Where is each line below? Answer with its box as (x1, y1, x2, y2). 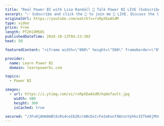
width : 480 (14, 96, 36, 101)
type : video (5, 20, 29, 26)
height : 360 (14, 100, 38, 106)
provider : (5, 56, 25, 61)
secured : (5, 114, 23, 119)
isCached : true (14, 105, 45, 110)
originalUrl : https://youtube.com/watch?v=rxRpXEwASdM (5, 16, 119, 21)
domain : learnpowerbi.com (9, 65, 62, 70)
